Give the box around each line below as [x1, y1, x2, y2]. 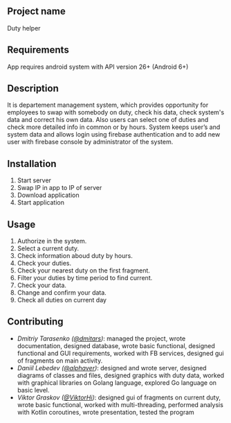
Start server [17, 176, 52, 184]
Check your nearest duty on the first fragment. [17, 266, 151, 275]
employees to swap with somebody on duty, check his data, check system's [7, 108, 225, 116]
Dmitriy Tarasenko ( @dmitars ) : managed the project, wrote [17, 334, 186, 343]
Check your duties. [17, 259, 71, 268]
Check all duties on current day [17, 296, 107, 304]
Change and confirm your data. [17, 288, 107, 297]
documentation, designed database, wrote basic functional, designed [17, 341, 216, 349]
